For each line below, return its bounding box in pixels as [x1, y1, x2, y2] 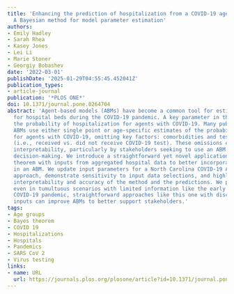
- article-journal [7, 88, 61, 95]
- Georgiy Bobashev [7, 62, 64, 69]
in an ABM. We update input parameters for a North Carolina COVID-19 [13, 165, 223, 173]
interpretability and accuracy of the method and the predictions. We [13, 178, 223, 185]
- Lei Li [7, 49, 33, 56]
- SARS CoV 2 [7, 250, 45, 257]
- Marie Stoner [7, 56, 52, 63]
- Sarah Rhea [7, 36, 45, 43]
